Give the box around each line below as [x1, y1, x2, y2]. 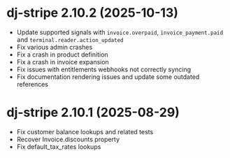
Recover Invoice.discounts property [16, 135, 120, 143]
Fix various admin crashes [16, 43, 93, 51]
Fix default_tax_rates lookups [16, 142, 101, 151]
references [16, 80, 48, 88]
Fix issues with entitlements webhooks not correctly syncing [16, 65, 192, 73]
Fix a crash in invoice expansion [16, 57, 109, 66]
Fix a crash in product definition [16, 50, 109, 59]
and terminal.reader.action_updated [16, 35, 124, 43]
